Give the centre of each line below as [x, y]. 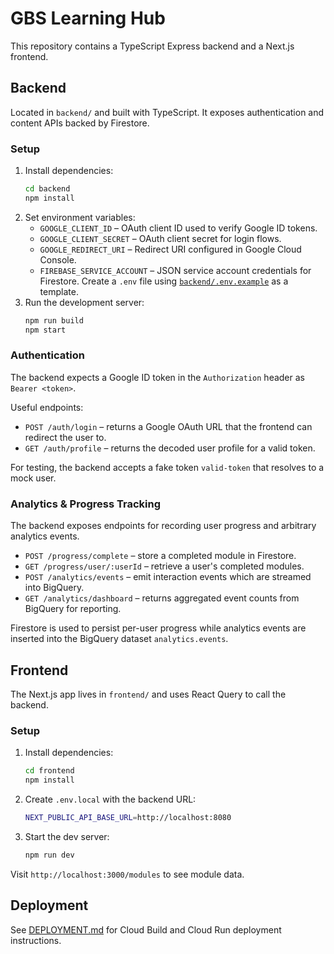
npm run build [54, 320]
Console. [58, 259]
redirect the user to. [65, 437]
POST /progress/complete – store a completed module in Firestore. [160, 556]
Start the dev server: [67, 836]
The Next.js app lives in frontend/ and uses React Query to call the [148, 694]
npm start [45, 330]
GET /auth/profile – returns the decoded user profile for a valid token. [170, 448]
